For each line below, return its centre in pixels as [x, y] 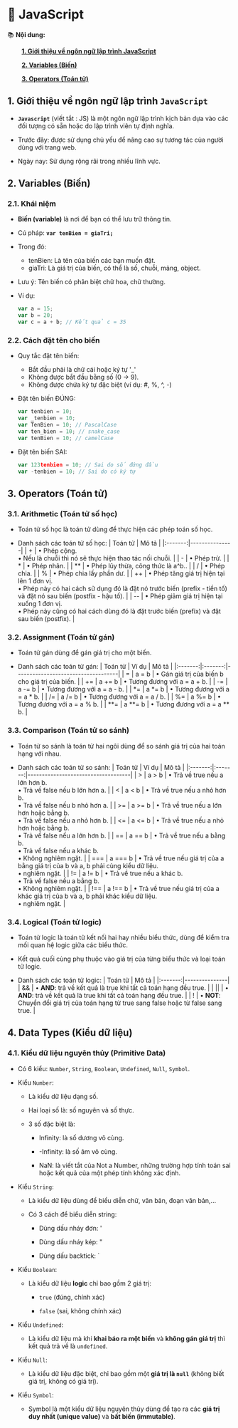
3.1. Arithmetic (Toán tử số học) [63, 514]
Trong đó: [32, 247]
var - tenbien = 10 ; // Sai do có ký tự [77, 471]
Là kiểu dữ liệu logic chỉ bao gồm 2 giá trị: [90, 1283]
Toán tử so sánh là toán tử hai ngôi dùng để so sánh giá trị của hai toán [121, 746]
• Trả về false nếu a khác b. [58, 850]
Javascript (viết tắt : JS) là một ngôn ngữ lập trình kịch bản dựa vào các [123, 118]
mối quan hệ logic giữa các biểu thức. [73, 945]
